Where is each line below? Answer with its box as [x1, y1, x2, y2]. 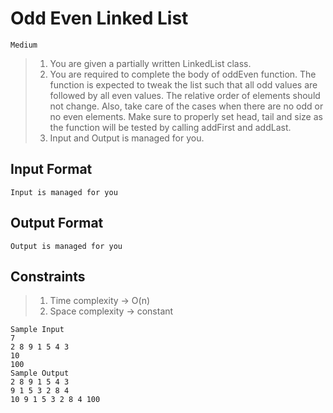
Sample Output [10, 368, 70, 379]
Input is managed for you [10, 187, 118, 197]
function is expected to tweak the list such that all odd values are [49, 78, 318, 91]
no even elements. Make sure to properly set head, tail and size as [49, 110, 323, 122]
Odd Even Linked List [10, 7, 189, 30]
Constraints [10, 268, 86, 285]
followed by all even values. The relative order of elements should [49, 89, 321, 101]
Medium [10, 40, 38, 50]
